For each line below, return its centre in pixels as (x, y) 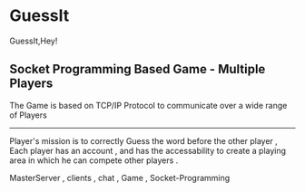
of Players (28, 115)
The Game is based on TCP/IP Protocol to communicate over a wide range (148, 105)
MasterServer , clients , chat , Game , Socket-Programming (120, 178)
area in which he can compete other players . (94, 160)
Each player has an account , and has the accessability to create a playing (148, 150)
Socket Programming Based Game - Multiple (138, 69)
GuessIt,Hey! (34, 41)
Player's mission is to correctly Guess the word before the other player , (144, 140)
